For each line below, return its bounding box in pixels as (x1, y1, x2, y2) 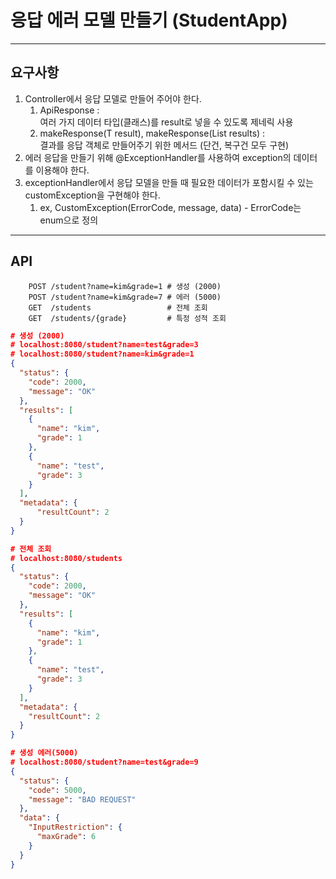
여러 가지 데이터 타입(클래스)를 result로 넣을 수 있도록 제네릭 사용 (39, 116, 294, 128)
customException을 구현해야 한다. (24, 189, 161, 201)
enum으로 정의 (39, 214, 99, 226)
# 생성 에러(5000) (10, 748, 79, 758)
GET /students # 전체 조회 (28, 302, 208, 313)
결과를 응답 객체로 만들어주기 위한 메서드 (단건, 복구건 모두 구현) (39, 139, 290, 151)
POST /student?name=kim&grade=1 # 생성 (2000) (28, 281, 222, 291)
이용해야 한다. (35, 164, 90, 176)
